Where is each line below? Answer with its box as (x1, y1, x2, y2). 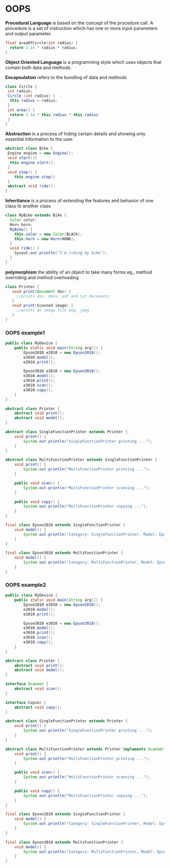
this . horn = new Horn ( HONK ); (14, 236, 76, 241)
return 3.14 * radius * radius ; (10, 45, 78, 50)
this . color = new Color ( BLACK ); (14, 232, 82, 237)
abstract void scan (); (14, 686, 62, 692)
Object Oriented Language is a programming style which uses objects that (5, 59, 162, 65)
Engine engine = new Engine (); (7, 150, 73, 156)
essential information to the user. (5, 136, 74, 142)
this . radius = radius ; (10, 98, 58, 103)
